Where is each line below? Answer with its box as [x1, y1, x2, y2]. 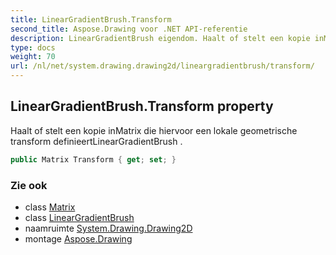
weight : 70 [10, 52, 56, 62]
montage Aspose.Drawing [24, 232, 133, 245]
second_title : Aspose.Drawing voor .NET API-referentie [10, 24, 248, 34]
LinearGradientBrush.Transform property [10, 98, 274, 115]
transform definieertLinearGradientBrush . [10, 135, 183, 147]
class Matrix [24, 201, 76, 213]
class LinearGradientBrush [24, 211, 135, 223]
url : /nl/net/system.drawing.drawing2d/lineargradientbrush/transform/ [10, 61, 315, 71]
